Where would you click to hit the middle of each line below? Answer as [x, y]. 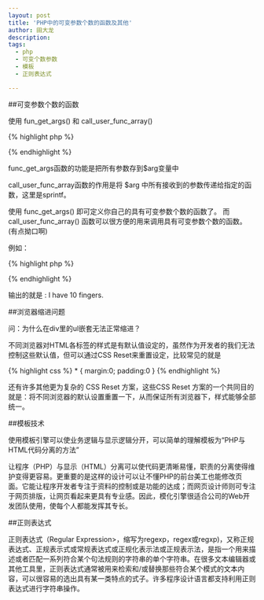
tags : [17, 45]
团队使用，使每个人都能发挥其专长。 [73, 506]
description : [29, 37]
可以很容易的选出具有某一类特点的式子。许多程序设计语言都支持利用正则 [139, 578]
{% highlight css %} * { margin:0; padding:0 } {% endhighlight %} [114, 370]
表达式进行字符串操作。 [46, 588]
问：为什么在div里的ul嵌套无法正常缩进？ [75, 328]
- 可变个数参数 [37, 60]
